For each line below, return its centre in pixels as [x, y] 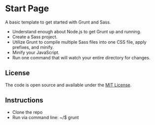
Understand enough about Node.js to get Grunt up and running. [77, 31]
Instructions [24, 100]
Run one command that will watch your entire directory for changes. [81, 57]
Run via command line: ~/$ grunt [46, 117]
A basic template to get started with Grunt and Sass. [58, 22]
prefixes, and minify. [33, 47]
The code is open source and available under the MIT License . [68, 85]
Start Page [27, 9]
